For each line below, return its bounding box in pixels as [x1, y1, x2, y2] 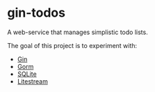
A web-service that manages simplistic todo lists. [7, 28, 148, 36]
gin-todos [7, 5, 66, 21]
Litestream [17, 77, 49, 85]
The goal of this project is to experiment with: [7, 41, 138, 49]
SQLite [17, 70, 37, 78]
